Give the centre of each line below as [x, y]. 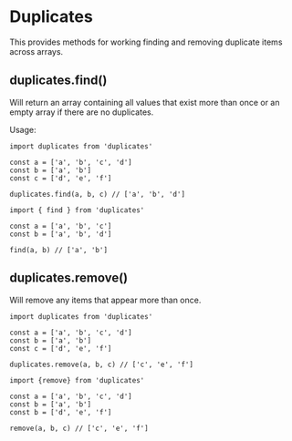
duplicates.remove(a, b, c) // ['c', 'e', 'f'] [102, 364]
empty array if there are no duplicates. [82, 112]
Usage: [23, 129]
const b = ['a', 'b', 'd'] [61, 234]
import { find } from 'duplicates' [77, 210]
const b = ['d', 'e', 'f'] [61, 412]
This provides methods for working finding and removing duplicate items [146, 42]
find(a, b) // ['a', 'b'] [58, 250]
